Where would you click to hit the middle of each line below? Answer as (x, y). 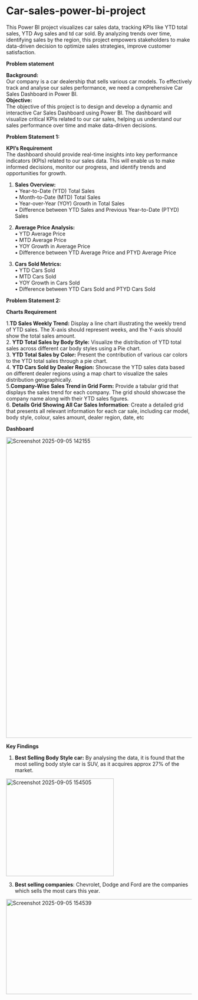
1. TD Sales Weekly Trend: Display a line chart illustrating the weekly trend (96, 323)
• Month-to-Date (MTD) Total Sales (57, 197)
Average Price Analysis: (45, 227)
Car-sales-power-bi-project (76, 11)
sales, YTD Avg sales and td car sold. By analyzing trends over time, (89, 33)
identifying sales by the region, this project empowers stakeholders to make (98, 40)
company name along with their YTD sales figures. (67, 398)
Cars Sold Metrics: (38, 264)
